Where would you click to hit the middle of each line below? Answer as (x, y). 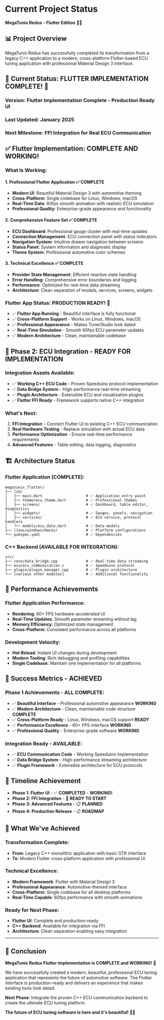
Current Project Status (51, 9)
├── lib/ (14, 491)
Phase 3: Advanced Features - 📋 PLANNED (57, 804)
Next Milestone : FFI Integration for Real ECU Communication (78, 132)
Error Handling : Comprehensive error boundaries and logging (74, 280)
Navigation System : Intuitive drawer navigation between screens (78, 242)
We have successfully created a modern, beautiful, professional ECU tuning (81, 972)
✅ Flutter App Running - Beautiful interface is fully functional (74, 314)
